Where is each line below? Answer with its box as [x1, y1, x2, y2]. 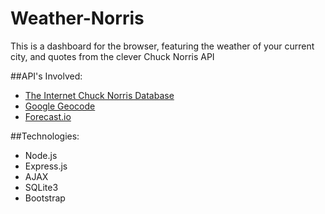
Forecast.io [24, 110, 72, 122]
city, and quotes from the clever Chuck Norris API [10, 50, 215, 62]
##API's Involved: [10, 70, 83, 82]
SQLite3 [24, 181, 59, 193]
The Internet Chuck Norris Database [24, 89, 175, 101]
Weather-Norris [10, 7, 145, 30]
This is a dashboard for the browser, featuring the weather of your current [10, 40, 315, 52]
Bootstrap [24, 192, 66, 204]
